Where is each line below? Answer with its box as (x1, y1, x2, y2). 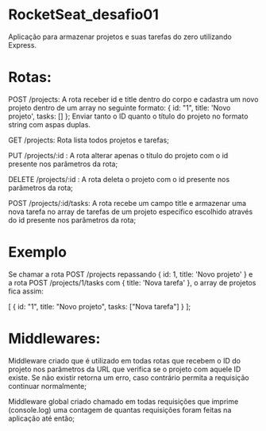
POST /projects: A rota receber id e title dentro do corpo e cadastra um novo (8, 94, 259, 104)
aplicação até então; (8, 414, 75, 423)
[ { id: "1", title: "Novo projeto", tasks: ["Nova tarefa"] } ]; (8, 301, 191, 311)
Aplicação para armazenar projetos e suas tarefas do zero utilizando (8, 32, 232, 41)
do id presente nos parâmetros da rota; (8, 215, 137, 224)
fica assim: (8, 286, 44, 296)
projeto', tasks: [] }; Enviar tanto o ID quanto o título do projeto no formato (8, 111, 249, 121)
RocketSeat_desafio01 (8, 6, 159, 24)
